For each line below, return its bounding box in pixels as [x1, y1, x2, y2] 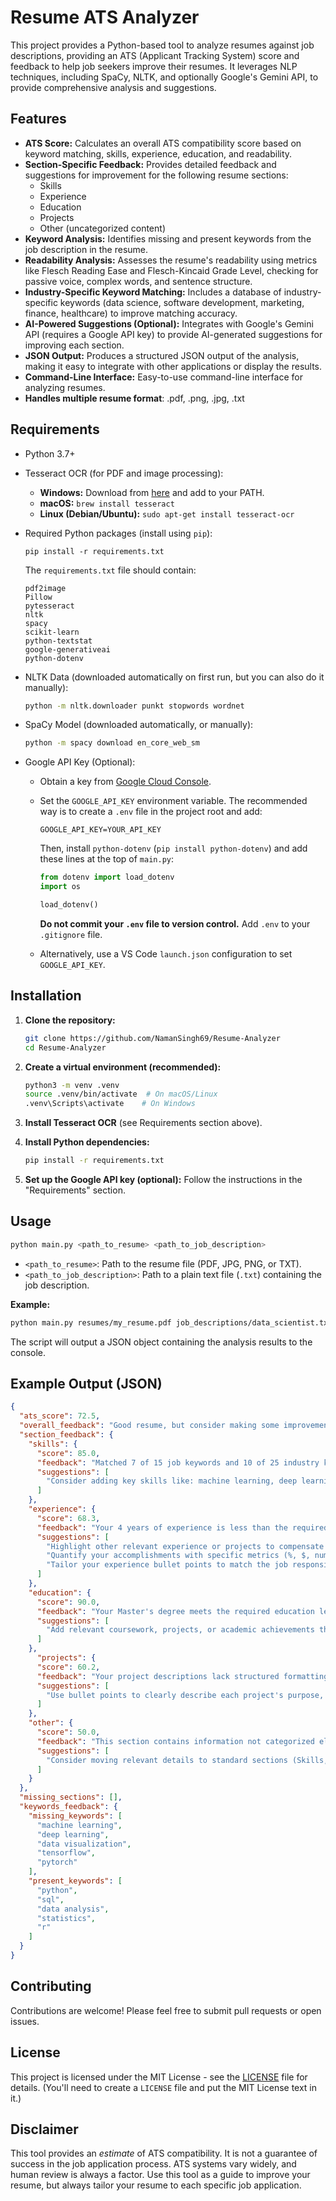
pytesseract [24, 601, 75, 611]
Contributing [10, 1978, 92, 1995]
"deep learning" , [36, 1829, 110, 1840]
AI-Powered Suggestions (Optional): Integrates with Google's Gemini [24, 317, 314, 330]
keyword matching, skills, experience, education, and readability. [24, 147, 293, 160]
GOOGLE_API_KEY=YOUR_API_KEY [39, 825, 162, 835]
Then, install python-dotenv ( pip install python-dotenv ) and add [39, 842, 308, 855]
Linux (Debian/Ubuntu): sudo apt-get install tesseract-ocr [39, 507, 295, 520]
